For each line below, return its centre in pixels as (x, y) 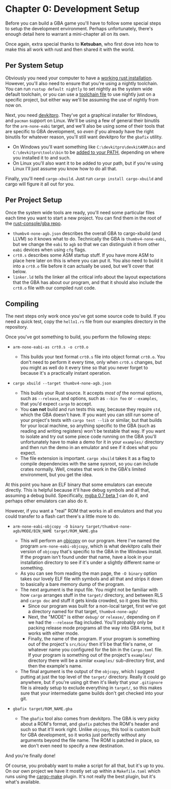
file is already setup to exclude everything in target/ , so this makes (91, 688)
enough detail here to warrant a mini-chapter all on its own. (68, 34)
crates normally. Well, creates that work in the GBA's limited (83, 469)
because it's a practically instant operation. (66, 373)
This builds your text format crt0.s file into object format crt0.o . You (93, 357)
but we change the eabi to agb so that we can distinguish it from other (86, 244)
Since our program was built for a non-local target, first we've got (97, 606)
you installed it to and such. (42, 157)
